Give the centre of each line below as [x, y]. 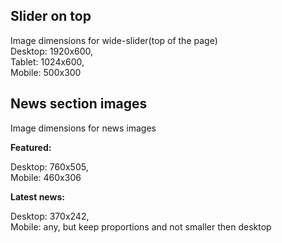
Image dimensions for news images [83, 128]
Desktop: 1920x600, [52, 51]
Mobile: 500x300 [46, 72]
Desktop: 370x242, [50, 216]
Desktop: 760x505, [49, 166]
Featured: [31, 147]
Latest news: [37, 196]
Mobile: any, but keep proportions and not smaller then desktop [141, 226]
